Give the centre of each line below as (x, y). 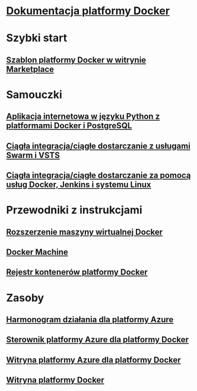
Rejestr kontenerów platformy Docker (77, 272)
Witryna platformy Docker (55, 380)
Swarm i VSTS (33, 155)
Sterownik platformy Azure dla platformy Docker (97, 340)
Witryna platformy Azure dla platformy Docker (93, 360)
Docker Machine (37, 252)
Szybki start (36, 38)
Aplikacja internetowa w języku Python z (83, 117)
